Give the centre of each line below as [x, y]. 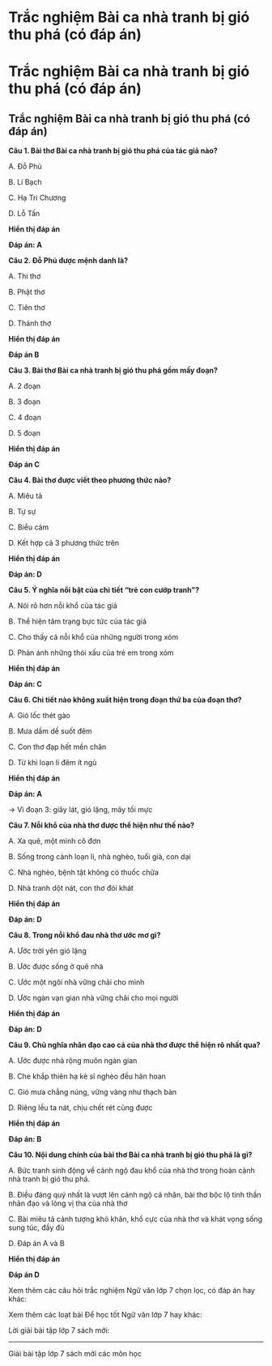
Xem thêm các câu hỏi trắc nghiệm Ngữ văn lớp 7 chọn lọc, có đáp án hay [132, 1291]
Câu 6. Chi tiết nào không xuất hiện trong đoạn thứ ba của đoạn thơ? [125, 700]
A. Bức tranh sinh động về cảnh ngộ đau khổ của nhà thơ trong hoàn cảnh [132, 1171]
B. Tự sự [22, 512]
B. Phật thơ [27, 292]
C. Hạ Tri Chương [37, 198]
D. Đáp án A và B [36, 1244]
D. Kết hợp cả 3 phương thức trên [64, 543]
